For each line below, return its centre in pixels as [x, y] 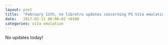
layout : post [19, 10]
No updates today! [24, 38]
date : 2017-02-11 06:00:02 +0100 [42, 19]
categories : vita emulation [34, 23]
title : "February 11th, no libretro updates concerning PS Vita [74, 14]
